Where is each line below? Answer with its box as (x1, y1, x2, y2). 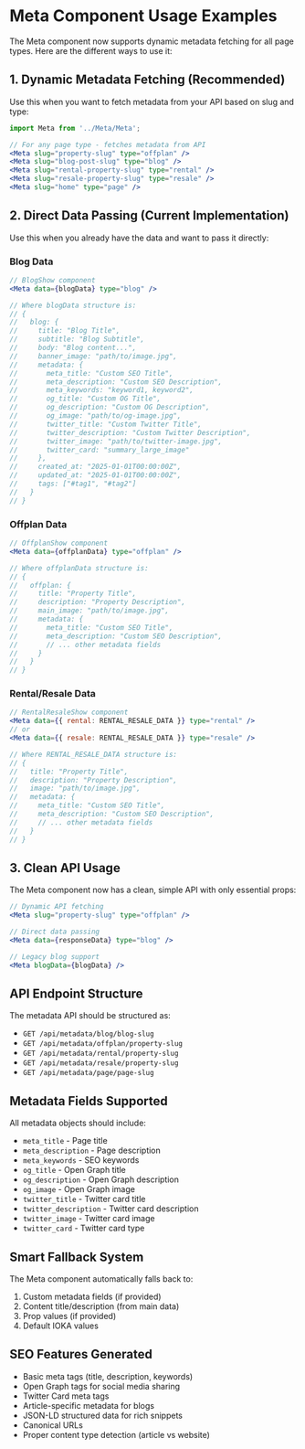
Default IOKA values (22, 1320, 99, 1331)
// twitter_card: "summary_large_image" (9, 445, 190, 454)
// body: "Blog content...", (9, 344, 137, 353)
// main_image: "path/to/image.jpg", (9, 606, 170, 615)
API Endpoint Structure (9, 986, 143, 1002)
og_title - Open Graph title (22, 1165, 126, 1176)
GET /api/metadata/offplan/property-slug (22, 1039, 183, 1049)
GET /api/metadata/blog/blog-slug (22, 1029, 154, 1039)
